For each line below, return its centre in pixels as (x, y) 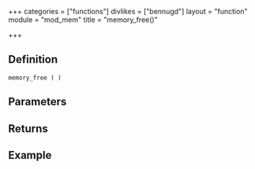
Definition (33, 59)
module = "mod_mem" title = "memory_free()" (83, 20)
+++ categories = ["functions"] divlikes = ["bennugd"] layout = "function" (128, 11)
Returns (28, 129)
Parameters (37, 102)
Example (30, 155)
